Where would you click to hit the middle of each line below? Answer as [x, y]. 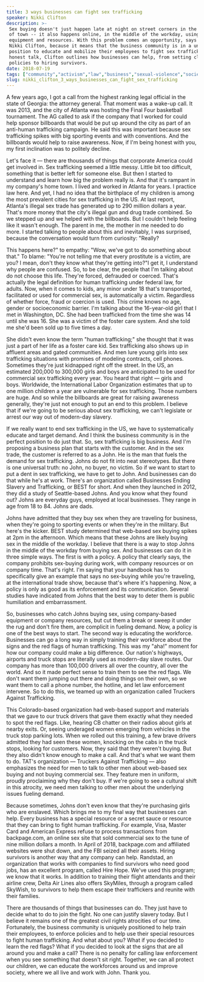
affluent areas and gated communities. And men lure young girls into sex [97, 352]
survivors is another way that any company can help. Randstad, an [90, 857]
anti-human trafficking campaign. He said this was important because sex [99, 130]
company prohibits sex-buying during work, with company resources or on [100, 563]
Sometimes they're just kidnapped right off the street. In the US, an [90, 365]
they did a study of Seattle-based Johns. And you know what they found [97, 493]
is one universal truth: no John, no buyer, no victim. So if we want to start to [101, 468]
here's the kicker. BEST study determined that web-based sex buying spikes [102, 531]
